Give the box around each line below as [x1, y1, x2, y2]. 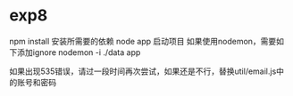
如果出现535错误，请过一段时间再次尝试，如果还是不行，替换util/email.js [9, 66, 277, 76]
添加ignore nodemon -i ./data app [16, 46, 141, 58]
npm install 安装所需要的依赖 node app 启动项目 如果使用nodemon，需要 [9, 36, 277, 46]
